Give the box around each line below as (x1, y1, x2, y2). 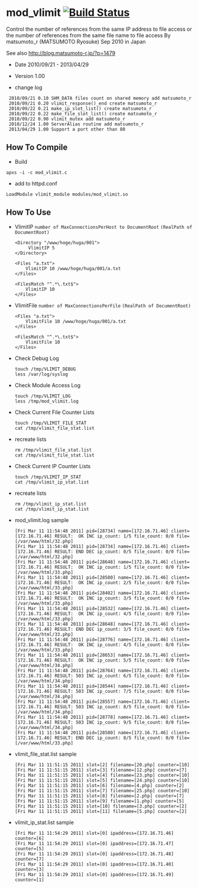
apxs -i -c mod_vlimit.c (6, 169, 67, 176)
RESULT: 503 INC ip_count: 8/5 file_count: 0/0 (54, 704, 174, 709)
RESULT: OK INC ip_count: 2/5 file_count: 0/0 (54, 579, 174, 585)
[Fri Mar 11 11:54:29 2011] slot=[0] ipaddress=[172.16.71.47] (14, 840, 174, 847)
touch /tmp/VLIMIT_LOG (14, 393, 71, 399)
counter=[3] (14, 866, 44, 872)
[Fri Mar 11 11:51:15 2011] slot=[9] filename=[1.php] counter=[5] (14, 798, 184, 804)
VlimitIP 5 (28, 245, 55, 251)
